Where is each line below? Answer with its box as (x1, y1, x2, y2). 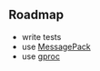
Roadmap (8, 7, 65, 23)
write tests (21, 31, 62, 42)
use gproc (21, 50, 61, 62)
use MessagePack (21, 41, 92, 52)
